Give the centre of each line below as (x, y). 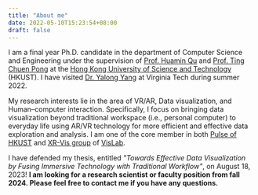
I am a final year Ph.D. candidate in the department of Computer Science (125, 53)
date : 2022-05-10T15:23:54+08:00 (63, 23)
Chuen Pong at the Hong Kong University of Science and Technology (120, 69)
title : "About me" (38, 15)
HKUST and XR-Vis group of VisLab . (67, 143)
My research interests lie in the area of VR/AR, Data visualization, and (120, 101)
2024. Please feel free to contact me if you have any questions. (113, 183)
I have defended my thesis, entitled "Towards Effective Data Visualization (127, 158)
